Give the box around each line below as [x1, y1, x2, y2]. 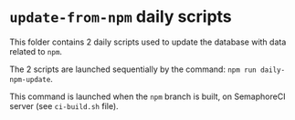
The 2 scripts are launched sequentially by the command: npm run [9, 64, 258, 75]
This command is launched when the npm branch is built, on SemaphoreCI [9, 91, 286, 102]
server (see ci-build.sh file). [9, 100, 119, 111]
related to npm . [9, 45, 62, 56]
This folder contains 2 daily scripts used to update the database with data [9, 36, 287, 47]
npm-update [9, 75, 51, 84]
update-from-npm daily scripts [9, 6, 233, 27]
